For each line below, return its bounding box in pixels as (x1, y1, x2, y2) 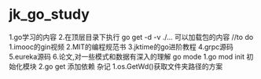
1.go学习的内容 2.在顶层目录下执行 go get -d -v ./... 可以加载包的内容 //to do (9, 32, 254, 41)
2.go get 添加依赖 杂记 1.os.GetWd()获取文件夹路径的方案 (38, 61, 223, 71)
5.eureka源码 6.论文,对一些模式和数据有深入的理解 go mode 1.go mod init (9, 52, 244, 61)
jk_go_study (9, 5, 90, 23)
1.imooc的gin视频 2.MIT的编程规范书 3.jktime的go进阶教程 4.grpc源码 (9, 41, 234, 52)
